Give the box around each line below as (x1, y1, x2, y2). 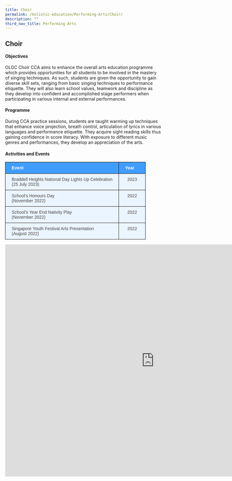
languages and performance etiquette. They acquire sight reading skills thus (5, 129, 161, 135)
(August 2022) (11, 231, 39, 237)
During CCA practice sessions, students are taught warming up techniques (5, 119, 158, 124)
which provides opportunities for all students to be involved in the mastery (5, 69, 157, 75)
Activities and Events (5, 151, 50, 157)
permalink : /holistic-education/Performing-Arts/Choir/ (5, 12, 123, 17)
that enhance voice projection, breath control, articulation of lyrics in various (5, 123, 161, 129)
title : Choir (5, 7, 32, 12)
